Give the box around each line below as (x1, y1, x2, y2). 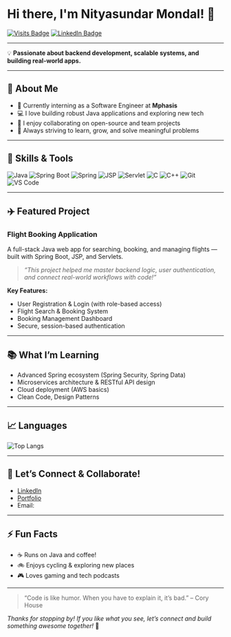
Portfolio (16, 494, 42, 502)
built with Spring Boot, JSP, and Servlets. (7, 253, 124, 261)
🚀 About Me (7, 83, 58, 95)
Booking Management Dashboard (16, 315, 113, 323)
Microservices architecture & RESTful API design (16, 378, 156, 386)
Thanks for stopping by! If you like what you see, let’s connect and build (7, 614, 212, 623)
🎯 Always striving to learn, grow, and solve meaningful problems (16, 126, 199, 134)
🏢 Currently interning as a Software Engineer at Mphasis (16, 101, 177, 109)
